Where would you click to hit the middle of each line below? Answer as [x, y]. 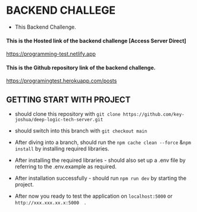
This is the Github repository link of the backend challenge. [81, 67]
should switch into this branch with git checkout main [81, 131]
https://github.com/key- [154, 115]
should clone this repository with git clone [68, 114]
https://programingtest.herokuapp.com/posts [62, 81]
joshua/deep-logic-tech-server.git [59, 120]
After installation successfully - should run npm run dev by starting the [100, 178]
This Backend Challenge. [45, 27]
